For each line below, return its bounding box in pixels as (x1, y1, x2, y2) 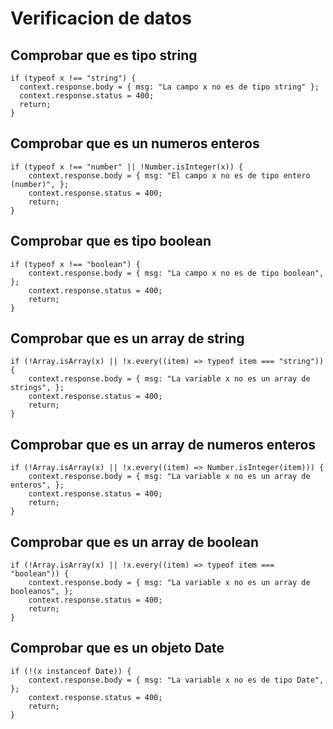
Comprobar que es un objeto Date (10, 640, 225, 657)
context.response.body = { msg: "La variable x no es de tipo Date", (28, 675, 325, 685)
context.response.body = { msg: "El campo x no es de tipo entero (28, 170, 311, 181)
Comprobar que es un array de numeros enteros (10, 436, 317, 453)
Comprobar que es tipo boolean (10, 233, 212, 250)
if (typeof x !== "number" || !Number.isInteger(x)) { (10, 162, 244, 172)
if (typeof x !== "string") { (10, 73, 137, 83)
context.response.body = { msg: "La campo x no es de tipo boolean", (28, 268, 325, 278)
